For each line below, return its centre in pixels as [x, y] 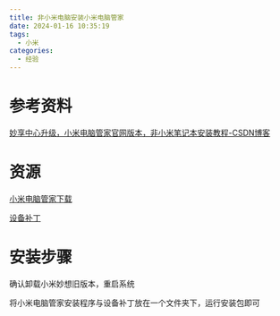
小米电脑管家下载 [41, 199]
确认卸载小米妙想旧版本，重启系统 [72, 284]
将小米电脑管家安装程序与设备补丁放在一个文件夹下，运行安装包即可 [135, 303]
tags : [19, 34]
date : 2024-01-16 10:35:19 [59, 26]
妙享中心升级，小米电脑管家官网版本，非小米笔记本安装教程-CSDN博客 [140, 132]
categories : [31, 51]
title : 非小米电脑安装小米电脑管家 [67, 17]
